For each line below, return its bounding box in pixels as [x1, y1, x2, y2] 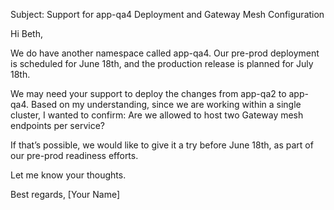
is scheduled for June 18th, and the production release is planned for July [10, 58, 314, 69]
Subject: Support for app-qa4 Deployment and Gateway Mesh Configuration [10, 9, 325, 20]
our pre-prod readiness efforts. [10, 150, 139, 161]
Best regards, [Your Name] [10, 189, 121, 200]
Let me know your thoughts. [10, 169, 127, 181]
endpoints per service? [10, 120, 105, 131]
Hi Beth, [10, 28, 43, 39]
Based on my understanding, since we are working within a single [30, 99, 302, 110]
